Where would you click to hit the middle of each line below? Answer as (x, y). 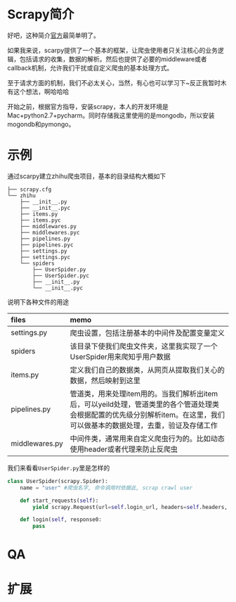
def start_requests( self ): (59, 501)
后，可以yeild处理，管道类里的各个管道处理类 (145, 404)
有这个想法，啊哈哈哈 (38, 92)
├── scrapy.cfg (29, 189)
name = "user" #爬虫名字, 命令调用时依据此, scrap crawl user (106, 488)
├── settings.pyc (45, 257)
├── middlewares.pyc (50, 232)
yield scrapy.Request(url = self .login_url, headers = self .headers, (130, 507)
